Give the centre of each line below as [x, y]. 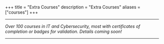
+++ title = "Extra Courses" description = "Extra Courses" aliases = [73, 7]
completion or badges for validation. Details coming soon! [63, 32]
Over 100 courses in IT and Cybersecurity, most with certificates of [73, 26]
